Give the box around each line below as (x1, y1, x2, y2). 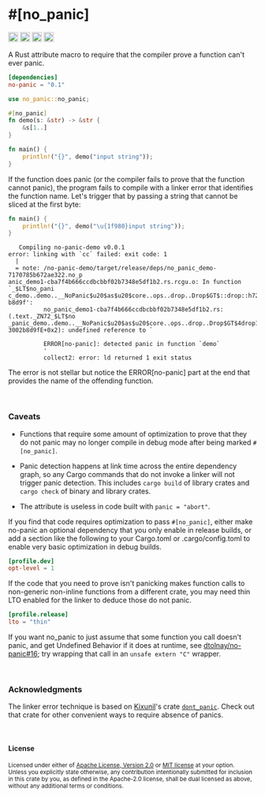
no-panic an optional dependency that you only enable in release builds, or (8, 525, 252, 534)
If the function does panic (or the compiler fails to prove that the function (8, 174, 245, 184)
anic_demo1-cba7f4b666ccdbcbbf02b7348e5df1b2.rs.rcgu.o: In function (8, 278, 242, 286)
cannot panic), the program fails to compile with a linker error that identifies (8, 183, 254, 192)
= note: (15, 264, 41, 273)
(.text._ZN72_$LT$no (8, 313, 77, 321)
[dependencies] (8, 73, 58, 81)
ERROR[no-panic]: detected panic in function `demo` (43, 341, 221, 348)
